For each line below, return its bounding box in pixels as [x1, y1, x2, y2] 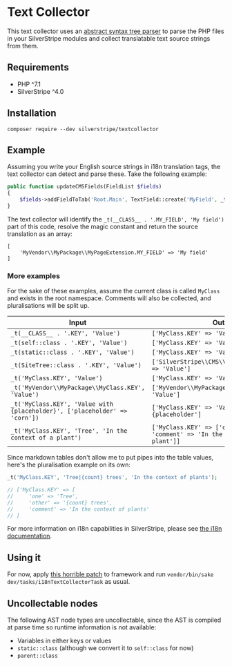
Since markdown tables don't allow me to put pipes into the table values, [7, 453, 214, 462]
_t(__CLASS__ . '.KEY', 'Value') [10, 329, 121, 337]
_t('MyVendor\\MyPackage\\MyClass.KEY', [10, 384, 145, 392]
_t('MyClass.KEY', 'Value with [10, 400, 114, 408]
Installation [7, 108, 57, 119]
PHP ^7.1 [17, 80, 41, 88]
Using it [7, 551, 41, 563]
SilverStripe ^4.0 [17, 87, 64, 95]
